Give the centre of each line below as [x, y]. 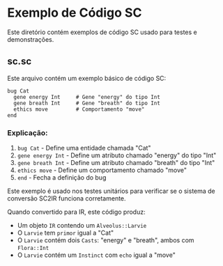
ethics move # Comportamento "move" [79, 109]
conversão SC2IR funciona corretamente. [67, 198]
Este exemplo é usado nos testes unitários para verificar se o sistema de [111, 191]
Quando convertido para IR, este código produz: [76, 212]
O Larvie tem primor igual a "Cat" [66, 233]
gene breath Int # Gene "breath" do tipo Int [87, 103]
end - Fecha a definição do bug [62, 178]
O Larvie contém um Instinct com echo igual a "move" [96, 255]
